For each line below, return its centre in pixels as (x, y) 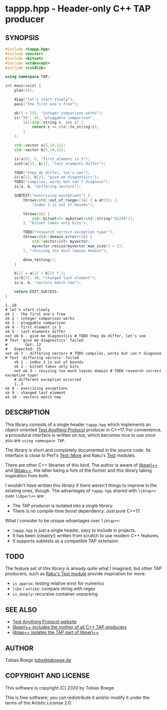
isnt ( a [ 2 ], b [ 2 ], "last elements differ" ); (60, 164)
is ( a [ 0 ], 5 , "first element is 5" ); (52, 159)
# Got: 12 (23, 345)
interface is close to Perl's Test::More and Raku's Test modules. (71, 455)
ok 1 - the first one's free (35, 314)
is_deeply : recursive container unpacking (55, 594)
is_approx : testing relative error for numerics (58, 583)
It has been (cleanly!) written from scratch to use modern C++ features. (86, 535)
